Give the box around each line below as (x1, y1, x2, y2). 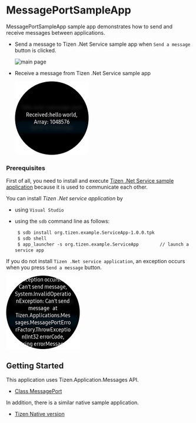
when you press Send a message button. (6, 264, 102, 271)
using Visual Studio (14, 206, 64, 213)
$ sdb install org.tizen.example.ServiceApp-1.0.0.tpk (17, 230, 155, 236)
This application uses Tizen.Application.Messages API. (6, 377, 139, 384)
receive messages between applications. (6, 29, 105, 36)
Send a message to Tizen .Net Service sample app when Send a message (14, 41, 191, 48)
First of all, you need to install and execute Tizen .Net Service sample (6, 177, 174, 184)
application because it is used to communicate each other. (6, 183, 148, 191)
